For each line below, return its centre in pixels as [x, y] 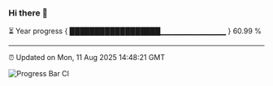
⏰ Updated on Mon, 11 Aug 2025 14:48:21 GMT [87, 58]
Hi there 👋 [28, 13]
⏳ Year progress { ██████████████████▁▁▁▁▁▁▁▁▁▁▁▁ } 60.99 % [135, 31]
